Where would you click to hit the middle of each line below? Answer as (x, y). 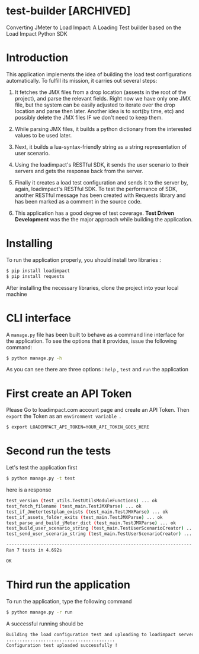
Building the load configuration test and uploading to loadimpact (91, 634)
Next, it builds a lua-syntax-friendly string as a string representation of (101, 146)
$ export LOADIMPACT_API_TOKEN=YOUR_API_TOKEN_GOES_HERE (78, 427)
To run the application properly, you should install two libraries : (84, 259)
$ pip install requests (36, 276)
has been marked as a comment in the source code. (78, 201)
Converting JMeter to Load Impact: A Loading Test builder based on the (94, 27)
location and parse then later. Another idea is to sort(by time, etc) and (99, 111)
